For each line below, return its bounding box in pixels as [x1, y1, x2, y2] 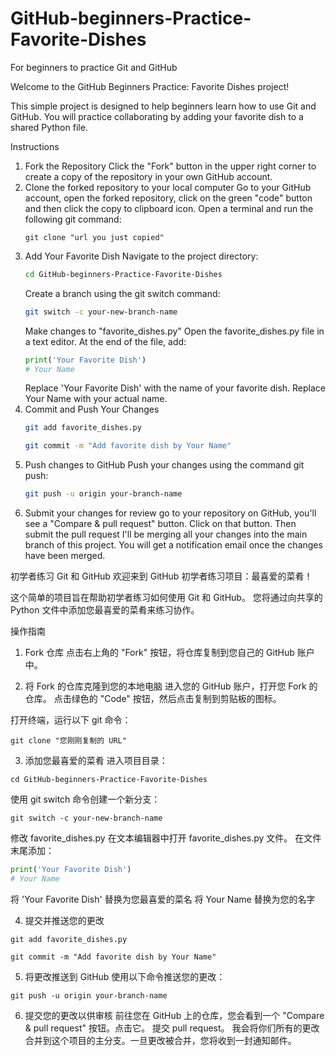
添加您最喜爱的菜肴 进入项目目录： [24, 755, 168, 767]
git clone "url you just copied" [24, 232, 165, 242]
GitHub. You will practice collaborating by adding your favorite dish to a [10, 110, 304, 122]
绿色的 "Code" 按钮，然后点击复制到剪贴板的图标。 [71, 693, 282, 705]
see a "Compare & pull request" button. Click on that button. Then [24, 518, 297, 530]
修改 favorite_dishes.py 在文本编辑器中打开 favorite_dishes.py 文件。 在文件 [10, 832, 322, 844]
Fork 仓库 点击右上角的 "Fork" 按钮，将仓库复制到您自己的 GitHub [24, 647, 295, 659]
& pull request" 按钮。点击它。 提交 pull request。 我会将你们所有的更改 [24, 1022, 320, 1034]
